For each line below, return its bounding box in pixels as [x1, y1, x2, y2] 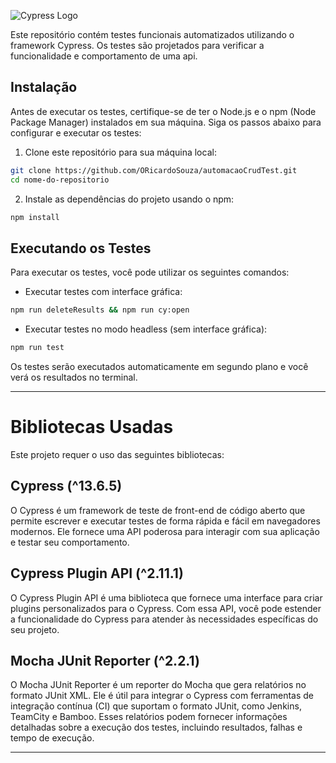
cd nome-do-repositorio [10, 175, 110, 185]
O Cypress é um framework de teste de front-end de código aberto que [10, 504, 306, 516]
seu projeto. [10, 623, 60, 635]
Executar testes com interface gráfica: [24, 286, 183, 298]
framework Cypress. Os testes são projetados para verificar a [10, 40, 265, 51]
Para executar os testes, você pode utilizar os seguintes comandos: [10, 266, 290, 279]
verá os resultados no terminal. [10, 371, 138, 383]
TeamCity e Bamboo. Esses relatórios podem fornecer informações [10, 711, 288, 723]
